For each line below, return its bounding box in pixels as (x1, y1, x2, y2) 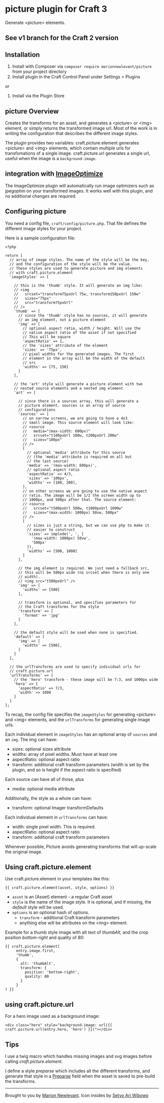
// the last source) (26, 459, 69, 464)
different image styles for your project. (5, 225, 82, 231)
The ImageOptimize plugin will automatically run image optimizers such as (5, 183, 155, 188)
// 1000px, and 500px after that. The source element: (22, 497, 137, 502)
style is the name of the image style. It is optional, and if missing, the (12, 899, 151, 905)
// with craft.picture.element (9, 270, 73, 275)
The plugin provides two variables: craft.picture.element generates (5, 140, 139, 145)
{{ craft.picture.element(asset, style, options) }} (5, 885, 115, 891)
